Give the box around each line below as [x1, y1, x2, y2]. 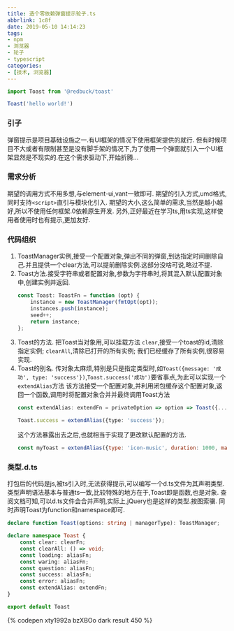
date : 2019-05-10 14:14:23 [7, 23, 86, 30]
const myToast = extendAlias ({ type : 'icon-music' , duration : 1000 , [17, 444, 219, 451]
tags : [7, 29, 23, 37]
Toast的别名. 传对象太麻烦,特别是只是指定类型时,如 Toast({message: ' [17, 364, 217, 372]
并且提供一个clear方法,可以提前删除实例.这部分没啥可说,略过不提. [25, 261, 212, 269]
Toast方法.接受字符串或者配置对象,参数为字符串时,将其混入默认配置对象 [17, 270, 223, 278]
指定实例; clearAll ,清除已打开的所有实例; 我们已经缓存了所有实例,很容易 [17, 347, 225, 355]
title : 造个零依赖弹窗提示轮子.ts [7, 10, 96, 17]
